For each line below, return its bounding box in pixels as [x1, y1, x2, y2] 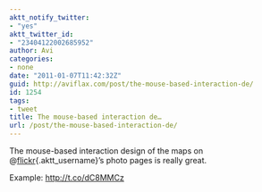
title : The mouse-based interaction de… [9, 113, 163, 121]
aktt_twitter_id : [9, 29, 74, 38]
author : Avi [9, 46, 54, 55]
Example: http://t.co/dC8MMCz [9, 172, 125, 183]
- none [9, 63, 34, 72]
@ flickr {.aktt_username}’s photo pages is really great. [9, 155, 207, 165]
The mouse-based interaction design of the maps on [9, 146, 204, 156]
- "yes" [9, 21, 38, 30]
